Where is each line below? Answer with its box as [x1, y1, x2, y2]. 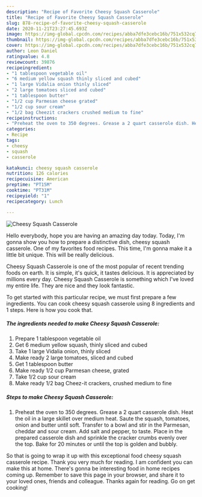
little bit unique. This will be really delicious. [6, 251, 114, 258]
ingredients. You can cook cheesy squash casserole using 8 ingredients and [6, 300, 195, 307]
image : [6, 31, 23, 37]
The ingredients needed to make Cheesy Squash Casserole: [6, 320, 160, 328]
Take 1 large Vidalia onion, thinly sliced [14, 348, 111, 355]
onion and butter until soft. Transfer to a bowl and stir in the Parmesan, [14, 421, 191, 428]
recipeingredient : [6, 64, 52, 71]
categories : [6, 126, 36, 132]
